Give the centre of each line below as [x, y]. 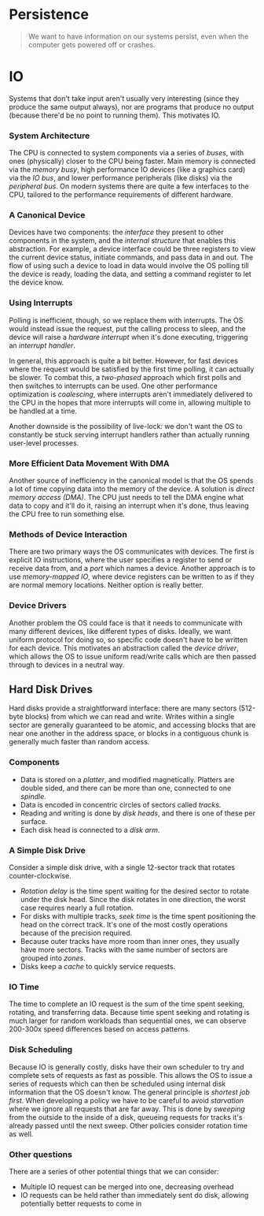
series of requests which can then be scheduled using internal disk [117, 1084]
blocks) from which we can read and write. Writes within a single [130, 717]
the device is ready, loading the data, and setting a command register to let [130, 274]
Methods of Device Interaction [68, 534]
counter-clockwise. [40, 876]
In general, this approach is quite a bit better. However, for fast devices [124, 360]
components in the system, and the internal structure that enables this [123, 241]
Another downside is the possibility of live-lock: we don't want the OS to [126, 426]
